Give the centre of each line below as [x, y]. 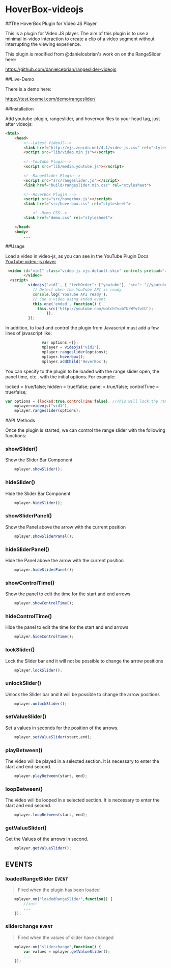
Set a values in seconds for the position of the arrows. [62, 728]
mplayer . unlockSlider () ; [41, 704]
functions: [16, 436]
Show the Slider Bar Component [39, 460]
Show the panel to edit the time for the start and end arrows [68, 594]
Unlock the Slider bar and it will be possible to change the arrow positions [83, 694]
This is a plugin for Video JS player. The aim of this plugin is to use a [77, 33]
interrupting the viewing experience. [43, 44]
